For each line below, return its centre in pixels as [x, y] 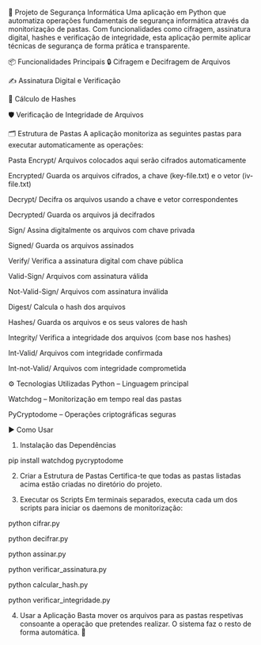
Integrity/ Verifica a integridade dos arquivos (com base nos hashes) [120, 338]
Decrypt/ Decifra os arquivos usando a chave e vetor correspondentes [123, 199]
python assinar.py [37, 554]
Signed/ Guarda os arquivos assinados [71, 245]
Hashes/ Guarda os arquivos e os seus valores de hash [98, 322]
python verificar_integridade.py [59, 600]
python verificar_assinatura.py [57, 569]
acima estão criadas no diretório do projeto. [91, 484]
